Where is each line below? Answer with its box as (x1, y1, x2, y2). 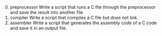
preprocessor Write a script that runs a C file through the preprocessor (9, 4, 156, 10)
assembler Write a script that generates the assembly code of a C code (9, 20, 157, 26)
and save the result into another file (9, 9, 83, 15)
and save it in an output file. (9, 25, 67, 31)
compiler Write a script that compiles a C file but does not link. (9, 15, 138, 20)
